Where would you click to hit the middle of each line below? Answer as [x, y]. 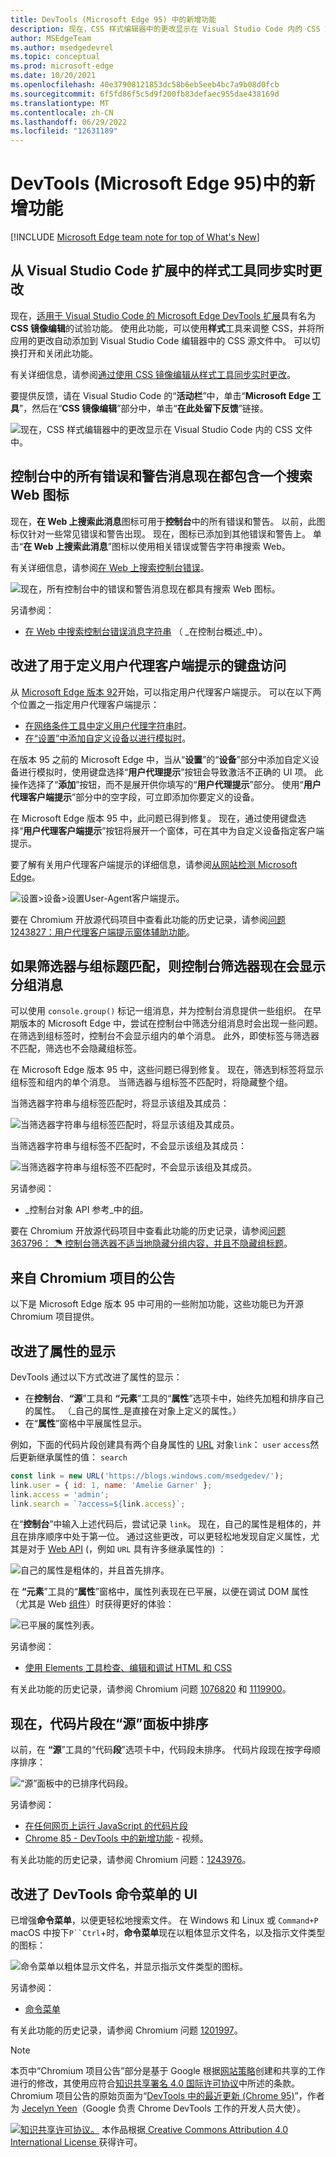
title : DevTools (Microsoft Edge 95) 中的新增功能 [113, 19]
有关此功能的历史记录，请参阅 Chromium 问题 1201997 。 [126, 2030]
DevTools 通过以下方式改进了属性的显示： [96, 1377]
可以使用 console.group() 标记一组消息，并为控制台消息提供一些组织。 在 [161, 1011]
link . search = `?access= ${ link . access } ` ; [98, 1504]
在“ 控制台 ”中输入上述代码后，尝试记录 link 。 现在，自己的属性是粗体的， [161, 1524]
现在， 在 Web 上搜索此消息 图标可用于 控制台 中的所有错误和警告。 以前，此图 [168, 521]
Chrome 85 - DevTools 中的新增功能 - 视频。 [116, 1838]
